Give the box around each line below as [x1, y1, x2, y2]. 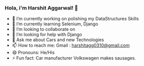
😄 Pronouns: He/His [12, 50, 55, 56]
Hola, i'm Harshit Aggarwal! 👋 [5, 4, 79, 11]
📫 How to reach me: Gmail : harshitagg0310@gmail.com [12, 42, 130, 49]
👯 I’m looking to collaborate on [12, 26, 76, 32]
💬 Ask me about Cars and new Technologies [12, 37, 104, 43]
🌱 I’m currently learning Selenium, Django [12, 21, 99, 27]
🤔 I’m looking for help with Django [12, 32, 83, 38]
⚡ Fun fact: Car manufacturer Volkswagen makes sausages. [12, 55, 136, 61]
